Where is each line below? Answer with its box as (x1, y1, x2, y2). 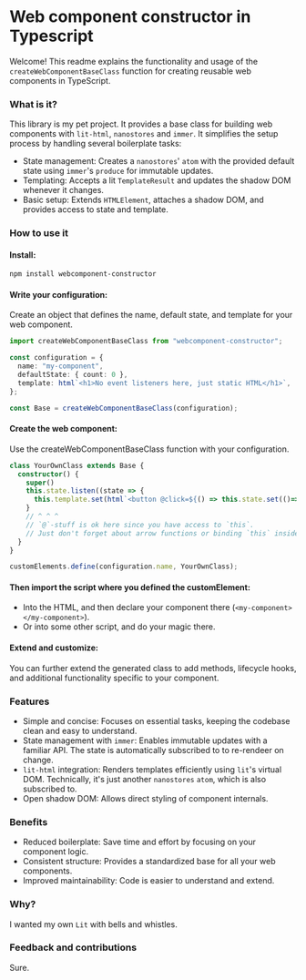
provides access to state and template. (22, 204, 168, 215)
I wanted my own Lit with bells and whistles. (9, 918, 178, 930)
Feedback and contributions (9, 941, 138, 954)
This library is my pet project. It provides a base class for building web (9, 118, 273, 129)
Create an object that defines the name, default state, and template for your (9, 310, 293, 321)
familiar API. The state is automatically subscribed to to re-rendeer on (22, 744, 284, 755)
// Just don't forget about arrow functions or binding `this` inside (25, 528, 300, 538)
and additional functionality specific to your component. (9, 672, 219, 683)
